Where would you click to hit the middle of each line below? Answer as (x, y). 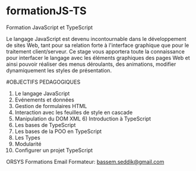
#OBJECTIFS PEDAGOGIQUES (43, 82)
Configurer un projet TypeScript (54, 150)
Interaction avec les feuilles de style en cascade (74, 112)
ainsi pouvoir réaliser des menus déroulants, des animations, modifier (91, 64)
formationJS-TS (47, 11)
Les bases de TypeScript (45, 125)
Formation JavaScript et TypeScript (50, 27)
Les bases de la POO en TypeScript (58, 131)
